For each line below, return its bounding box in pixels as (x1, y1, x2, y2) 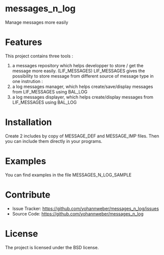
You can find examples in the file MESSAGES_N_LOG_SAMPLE (5, 171, 132, 178)
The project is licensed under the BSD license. (5, 244, 99, 250)
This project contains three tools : (5, 53, 73, 59)
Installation (5, 117, 52, 128)
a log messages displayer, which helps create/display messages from (12, 94, 154, 100)
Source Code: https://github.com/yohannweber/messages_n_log (12, 211, 144, 216)
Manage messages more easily (5, 19, 68, 25)
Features (5, 37, 42, 48)
